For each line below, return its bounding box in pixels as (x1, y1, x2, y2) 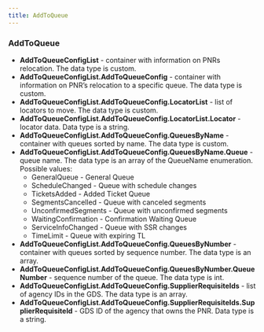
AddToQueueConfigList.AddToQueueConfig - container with (19, 72, 222, 81)
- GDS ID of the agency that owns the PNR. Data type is (74, 306, 254, 315)
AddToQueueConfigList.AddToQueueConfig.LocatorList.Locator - (19, 113, 241, 123)
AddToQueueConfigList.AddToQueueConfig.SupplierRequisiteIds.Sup (19, 297, 255, 307)
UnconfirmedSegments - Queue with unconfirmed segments (31, 205, 228, 215)
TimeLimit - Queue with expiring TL (31, 231, 146, 240)
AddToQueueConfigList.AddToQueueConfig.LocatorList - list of (19, 97, 233, 106)
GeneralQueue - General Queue (31, 172, 135, 182)
